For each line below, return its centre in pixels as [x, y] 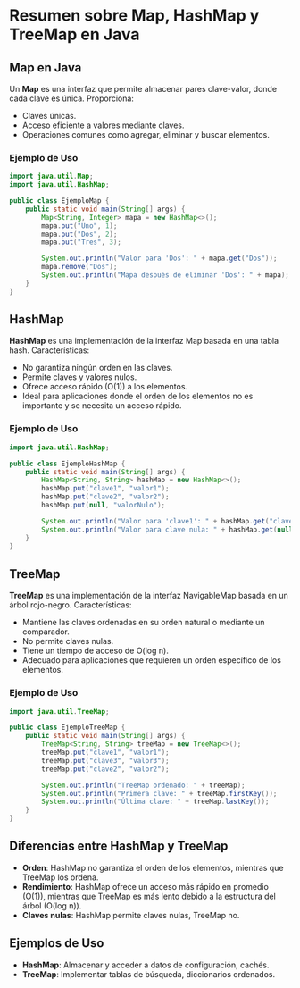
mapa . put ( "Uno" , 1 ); [79, 226]
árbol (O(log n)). [52, 905]
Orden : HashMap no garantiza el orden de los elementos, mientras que [153, 867]
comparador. [46, 632]
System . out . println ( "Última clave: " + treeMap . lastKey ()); [155, 802]
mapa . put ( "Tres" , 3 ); [82, 242]
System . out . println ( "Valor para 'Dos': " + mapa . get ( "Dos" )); [159, 259]
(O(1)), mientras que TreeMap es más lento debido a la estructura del [149, 896]
